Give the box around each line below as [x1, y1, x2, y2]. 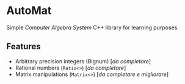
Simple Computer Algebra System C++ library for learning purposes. [6, 24, 179, 31]
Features [6, 41, 41, 52]
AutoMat [6, 4, 52, 18]
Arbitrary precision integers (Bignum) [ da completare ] [15, 57, 151, 65]
